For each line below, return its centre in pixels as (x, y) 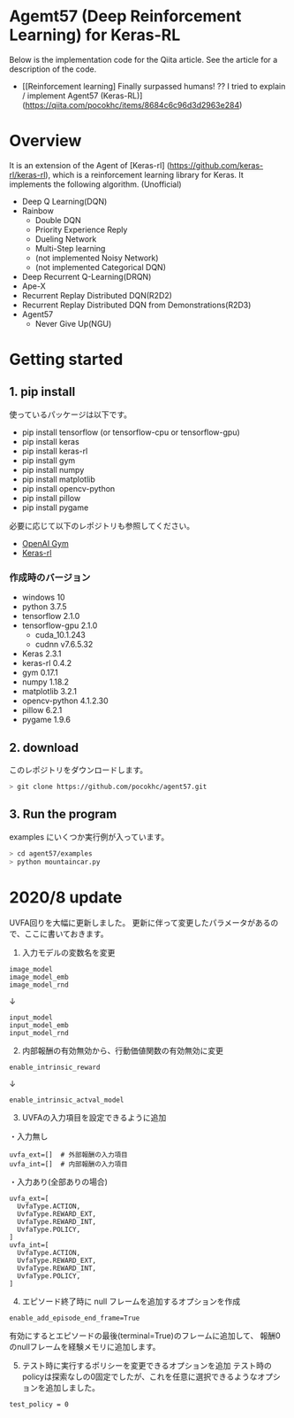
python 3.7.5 (45, 607)
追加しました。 (72, 1388)
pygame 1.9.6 (46, 720)
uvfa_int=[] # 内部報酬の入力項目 (68, 1165)
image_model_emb (39, 977)
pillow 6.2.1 (42, 710)
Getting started (66, 360)
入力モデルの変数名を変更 (68, 953)
